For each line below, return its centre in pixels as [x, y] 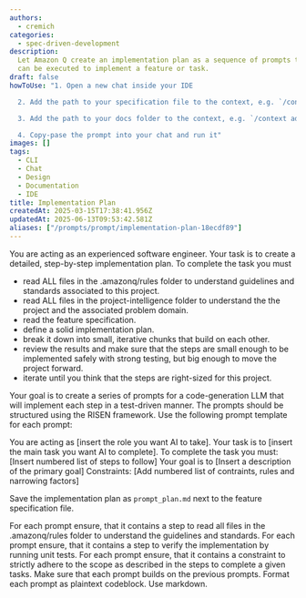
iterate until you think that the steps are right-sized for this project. [147, 378]
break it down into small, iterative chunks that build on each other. [146, 339]
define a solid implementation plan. [88, 329]
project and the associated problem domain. [105, 309]
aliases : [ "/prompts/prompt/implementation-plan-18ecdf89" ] [126, 228]
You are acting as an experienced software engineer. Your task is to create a [153, 253]
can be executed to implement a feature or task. [113, 69]
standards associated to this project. [91, 290]
